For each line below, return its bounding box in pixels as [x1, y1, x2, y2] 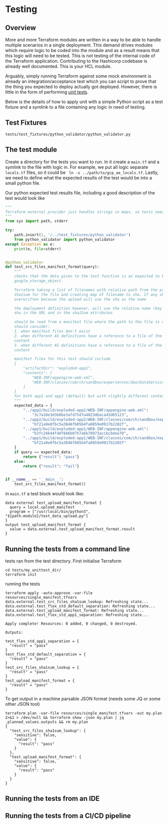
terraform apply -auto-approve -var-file [5, 590, 93, 596]
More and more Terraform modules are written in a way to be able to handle [5, 37, 161, 43]
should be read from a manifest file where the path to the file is [14, 320, 160, 325]
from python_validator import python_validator [14, 237, 115, 242]
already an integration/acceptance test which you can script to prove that [5, 79, 156, 84]
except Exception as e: [5, 241, 55, 246]
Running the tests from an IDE [5, 794, 100, 803]
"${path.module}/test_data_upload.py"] [5, 513, 88, 519]
